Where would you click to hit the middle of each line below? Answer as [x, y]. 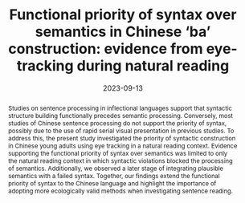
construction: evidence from [105, 49]
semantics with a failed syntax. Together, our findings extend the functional [114, 175]
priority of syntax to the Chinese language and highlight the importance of [112, 183]
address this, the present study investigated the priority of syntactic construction [122, 138]
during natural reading [153, 66]
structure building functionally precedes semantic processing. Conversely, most [120, 115]
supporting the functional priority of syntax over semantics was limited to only [118, 153]
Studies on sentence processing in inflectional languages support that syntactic [120, 108]
